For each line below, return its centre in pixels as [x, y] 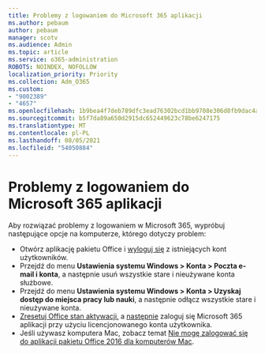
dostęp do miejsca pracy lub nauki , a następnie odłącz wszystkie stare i [138, 299]
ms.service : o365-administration [63, 60]
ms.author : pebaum [38, 23]
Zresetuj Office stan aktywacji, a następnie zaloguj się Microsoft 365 [131, 316]
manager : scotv [33, 38]
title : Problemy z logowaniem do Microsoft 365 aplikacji [105, 15]
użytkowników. [44, 258]
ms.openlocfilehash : [42, 111]
